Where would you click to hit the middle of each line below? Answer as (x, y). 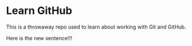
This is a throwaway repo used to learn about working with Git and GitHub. (96, 27)
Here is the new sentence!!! (39, 38)
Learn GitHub (39, 11)
